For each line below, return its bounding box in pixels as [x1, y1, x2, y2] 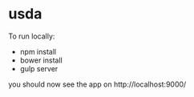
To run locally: [8, 31, 55, 41]
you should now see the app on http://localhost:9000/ [8, 79, 187, 89]
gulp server [19, 63, 59, 73]
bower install [19, 55, 63, 65]
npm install [19, 46, 57, 56]
